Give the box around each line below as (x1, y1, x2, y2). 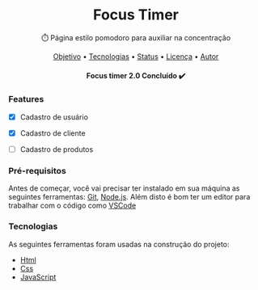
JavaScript (19, 272, 57, 282)
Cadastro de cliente (19, 128, 87, 138)
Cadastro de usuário (19, 111, 89, 122)
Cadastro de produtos (19, 144, 94, 154)
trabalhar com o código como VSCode (8, 200, 137, 211)
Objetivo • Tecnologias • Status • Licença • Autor (53, 51, 219, 61)
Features (8, 94, 44, 105)
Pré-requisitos (8, 165, 66, 176)
